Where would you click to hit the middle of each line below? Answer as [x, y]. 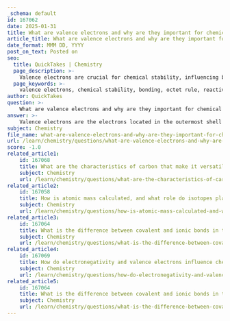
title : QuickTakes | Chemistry [58, 64]
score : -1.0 [24, 147]
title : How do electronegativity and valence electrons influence [116, 262]
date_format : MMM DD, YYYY [46, 45]
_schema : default [32, 13]
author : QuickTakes [35, 97]
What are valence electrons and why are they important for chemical [121, 109]
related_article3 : [33, 217]
